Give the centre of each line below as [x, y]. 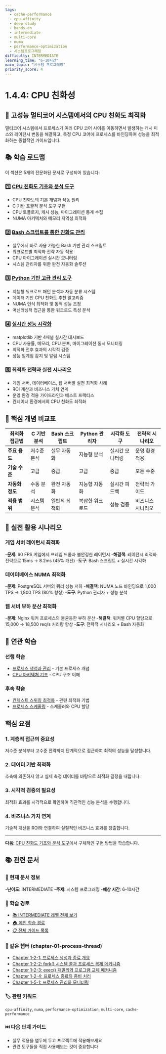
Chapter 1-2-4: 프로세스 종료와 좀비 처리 [52, 976]
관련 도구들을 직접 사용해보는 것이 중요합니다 [55, 1047]
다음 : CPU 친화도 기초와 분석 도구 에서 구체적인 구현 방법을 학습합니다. [72, 843]
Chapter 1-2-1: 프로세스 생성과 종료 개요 [51, 958]
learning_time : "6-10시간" [32, 60]
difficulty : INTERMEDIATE [32, 56]
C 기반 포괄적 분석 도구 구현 [39, 206]
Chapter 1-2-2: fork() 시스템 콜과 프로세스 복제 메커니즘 [66, 964]
